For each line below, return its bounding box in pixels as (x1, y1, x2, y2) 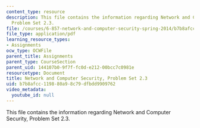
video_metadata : (6, 87, 46, 93)
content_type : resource (6, 8, 65, 15)
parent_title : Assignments (6, 53, 73, 59)
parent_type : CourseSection (6, 59, 76, 65)
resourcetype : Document (6, 70, 65, 76)
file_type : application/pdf (6, 31, 76, 37)
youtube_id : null (11, 92, 55, 98)
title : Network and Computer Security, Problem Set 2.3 (6, 75, 148, 81)
